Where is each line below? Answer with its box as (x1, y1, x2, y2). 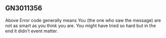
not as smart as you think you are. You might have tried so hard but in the (5, 22, 156, 28)
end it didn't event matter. (5, 27, 58, 34)
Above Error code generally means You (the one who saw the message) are (5, 17, 161, 23)
